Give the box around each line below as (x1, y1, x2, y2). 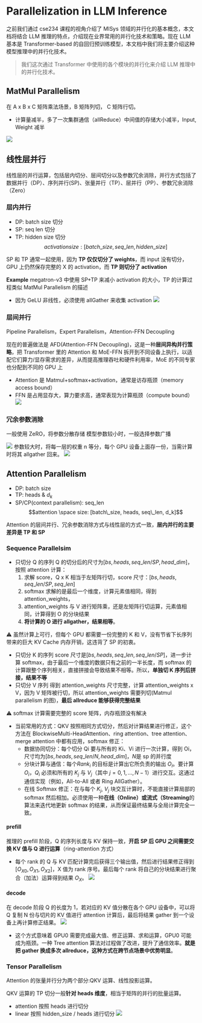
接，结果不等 (14, 674, 47, 681)
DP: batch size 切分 (14, 218, 63, 225)
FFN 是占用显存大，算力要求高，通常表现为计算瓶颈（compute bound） (14, 392, 193, 399)
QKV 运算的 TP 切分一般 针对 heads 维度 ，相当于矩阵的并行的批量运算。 (6, 990, 185, 997)
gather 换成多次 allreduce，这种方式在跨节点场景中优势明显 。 (22, 947, 177, 954)
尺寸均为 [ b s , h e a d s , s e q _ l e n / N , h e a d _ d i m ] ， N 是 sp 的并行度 (24, 753, 172, 760)
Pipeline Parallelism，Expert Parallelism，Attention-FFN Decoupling (6, 328, 175, 336)
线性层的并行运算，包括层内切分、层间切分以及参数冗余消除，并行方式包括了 (6, 171, 197, 179)
